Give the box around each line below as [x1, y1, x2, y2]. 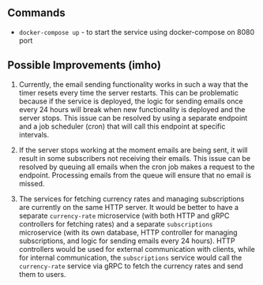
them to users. [18, 269, 66, 279]
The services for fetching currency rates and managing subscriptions [18, 193, 245, 204]
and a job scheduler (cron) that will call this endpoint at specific [18, 122, 226, 131]
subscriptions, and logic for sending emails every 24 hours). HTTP [18, 236, 235, 246]
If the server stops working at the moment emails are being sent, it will [18, 145, 248, 155]
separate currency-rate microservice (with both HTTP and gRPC [18, 211, 230, 220]
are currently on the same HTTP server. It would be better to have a [18, 202, 239, 212]
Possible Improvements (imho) [7, 58, 161, 72]
